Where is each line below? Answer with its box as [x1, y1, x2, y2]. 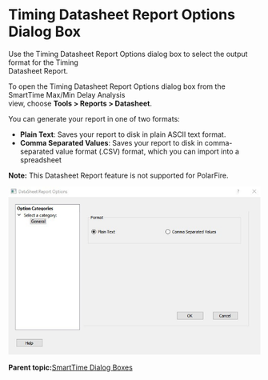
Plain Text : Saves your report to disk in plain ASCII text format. [19, 130, 226, 139]
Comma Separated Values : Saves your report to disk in [19, 138, 203, 147]
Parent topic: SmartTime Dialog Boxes [8, 362, 134, 373]
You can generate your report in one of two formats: [8, 114, 180, 123]
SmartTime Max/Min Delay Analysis [8, 90, 126, 99]
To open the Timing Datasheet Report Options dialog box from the [8, 82, 226, 91]
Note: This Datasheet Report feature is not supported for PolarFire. [8, 170, 230, 180]
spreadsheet [19, 154, 62, 165]
